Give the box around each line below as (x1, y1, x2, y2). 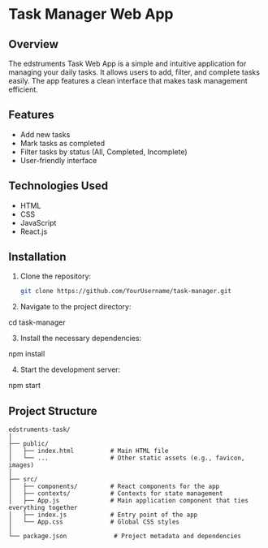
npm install (8, 349, 45, 359)
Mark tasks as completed (19, 138, 106, 148)
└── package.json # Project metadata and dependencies (8, 533, 242, 541)
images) (8, 461, 35, 469)
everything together (8, 504, 79, 512)
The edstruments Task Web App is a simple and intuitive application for (8, 58, 247, 68)
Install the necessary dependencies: (19, 334, 142, 343)
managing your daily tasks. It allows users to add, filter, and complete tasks (8, 67, 260, 77)
